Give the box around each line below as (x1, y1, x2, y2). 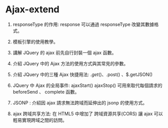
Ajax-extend (5, 4, 60, 15)
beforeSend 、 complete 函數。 (12, 88, 80, 95)
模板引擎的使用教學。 (12, 39, 58, 45)
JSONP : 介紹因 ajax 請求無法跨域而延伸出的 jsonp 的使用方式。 (12, 99, 147, 106)
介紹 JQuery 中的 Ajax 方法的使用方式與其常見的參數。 (12, 60, 128, 66)
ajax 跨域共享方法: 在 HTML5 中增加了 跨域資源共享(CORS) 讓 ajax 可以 (12, 111, 163, 117)
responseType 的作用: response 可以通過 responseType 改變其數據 (12, 21, 154, 27)
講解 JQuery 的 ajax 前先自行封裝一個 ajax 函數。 (12, 49, 117, 56)
